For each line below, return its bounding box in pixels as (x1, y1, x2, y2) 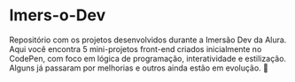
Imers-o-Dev (9, 5, 106, 26)
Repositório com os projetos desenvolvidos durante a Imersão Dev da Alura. (9, 34, 287, 45)
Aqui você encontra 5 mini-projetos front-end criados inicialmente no (9, 43, 262, 54)
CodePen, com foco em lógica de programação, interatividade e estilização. (9, 53, 286, 63)
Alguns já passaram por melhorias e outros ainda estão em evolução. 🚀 (9, 63, 268, 73)
